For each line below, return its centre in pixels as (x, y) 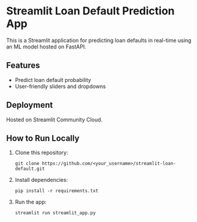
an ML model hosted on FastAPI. (46, 47)
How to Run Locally (43, 138)
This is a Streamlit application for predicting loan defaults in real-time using (99, 40)
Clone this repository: (41, 153)
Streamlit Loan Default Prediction (90, 11)
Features (23, 66)
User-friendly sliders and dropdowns (60, 86)
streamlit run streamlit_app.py (55, 213)
